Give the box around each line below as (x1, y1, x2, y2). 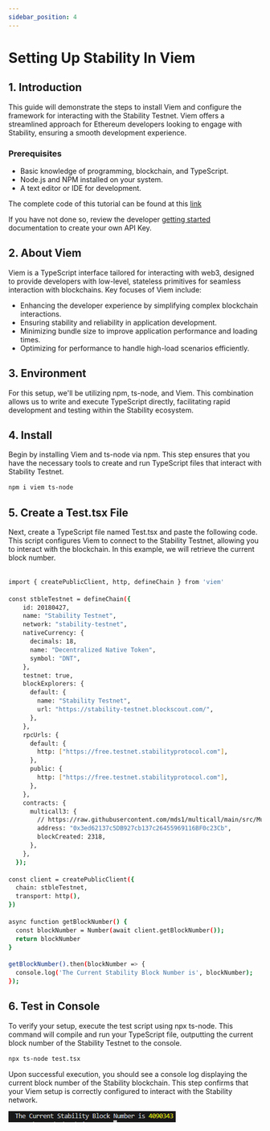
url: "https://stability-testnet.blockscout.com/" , (37, 706, 215, 714)
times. (19, 334, 41, 344)
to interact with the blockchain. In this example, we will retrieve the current (8, 545, 255, 554)
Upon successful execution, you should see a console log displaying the (8, 1069, 247, 1079)
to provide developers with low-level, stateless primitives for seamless (8, 276, 241, 286)
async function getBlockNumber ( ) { (8, 918, 128, 926)
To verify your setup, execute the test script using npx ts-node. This (8, 1021, 233, 1030)
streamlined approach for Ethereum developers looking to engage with (8, 119, 243, 129)
